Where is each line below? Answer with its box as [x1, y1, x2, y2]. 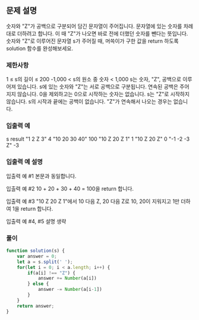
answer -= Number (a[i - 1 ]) [37, 287, 102, 293]
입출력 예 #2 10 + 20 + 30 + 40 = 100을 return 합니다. [6, 185, 134, 192]
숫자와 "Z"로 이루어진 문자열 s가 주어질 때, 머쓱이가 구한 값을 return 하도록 [6, 37, 179, 45]
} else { [27, 281, 49, 287]
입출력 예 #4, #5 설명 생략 [6, 217, 67, 224]
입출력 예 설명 [6, 158, 43, 166]
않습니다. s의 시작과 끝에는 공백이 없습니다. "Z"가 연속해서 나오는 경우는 [6, 98, 172, 105]
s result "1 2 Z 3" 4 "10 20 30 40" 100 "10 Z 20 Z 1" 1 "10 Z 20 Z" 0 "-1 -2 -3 [6, 135, 190, 142]
